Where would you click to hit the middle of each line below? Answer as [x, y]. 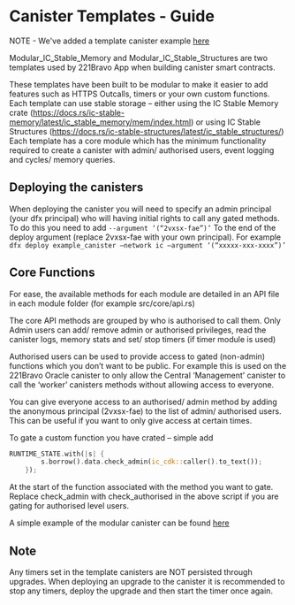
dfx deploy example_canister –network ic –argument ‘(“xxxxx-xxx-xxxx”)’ [148, 245]
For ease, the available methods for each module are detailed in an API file [144, 294]
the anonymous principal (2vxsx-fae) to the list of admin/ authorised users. [145, 411]
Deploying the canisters [76, 188]
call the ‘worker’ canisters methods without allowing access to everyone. [142, 384]
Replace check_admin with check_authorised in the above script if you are [144, 496]
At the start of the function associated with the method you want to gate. [141, 487]
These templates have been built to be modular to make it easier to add [139, 84]
